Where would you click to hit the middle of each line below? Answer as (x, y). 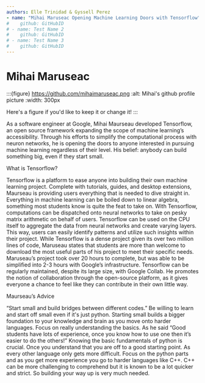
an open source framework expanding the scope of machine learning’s (95, 130)
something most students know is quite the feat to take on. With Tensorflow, (102, 206)
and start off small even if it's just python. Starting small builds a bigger (96, 314)
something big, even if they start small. (55, 156)
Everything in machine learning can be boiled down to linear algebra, (93, 199)
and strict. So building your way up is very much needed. (78, 373)
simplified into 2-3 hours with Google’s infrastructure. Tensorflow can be (98, 265)
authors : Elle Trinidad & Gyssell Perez (59, 12)
